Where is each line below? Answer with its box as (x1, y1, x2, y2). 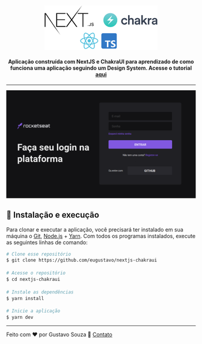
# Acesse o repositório (6, 270, 66, 276)
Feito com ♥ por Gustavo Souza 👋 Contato (6, 331, 112, 338)
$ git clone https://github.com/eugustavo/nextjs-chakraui (6, 257, 158, 263)
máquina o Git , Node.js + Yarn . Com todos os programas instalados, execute (6, 232, 196, 239)
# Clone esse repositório (6, 251, 71, 257)
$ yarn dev (6, 315, 34, 321)
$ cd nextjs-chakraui (6, 277, 61, 283)
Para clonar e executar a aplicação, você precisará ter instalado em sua (6, 226, 183, 233)
